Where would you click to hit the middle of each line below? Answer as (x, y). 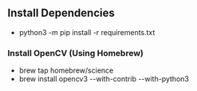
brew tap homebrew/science (66, 70)
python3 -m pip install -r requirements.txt (87, 32)
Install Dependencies (61, 13)
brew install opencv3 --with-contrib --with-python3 (104, 79)
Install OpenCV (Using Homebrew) (76, 53)
